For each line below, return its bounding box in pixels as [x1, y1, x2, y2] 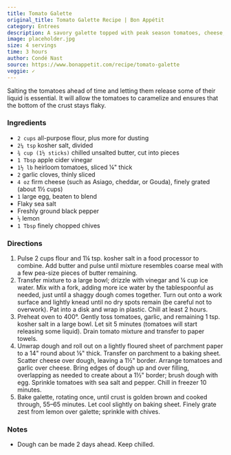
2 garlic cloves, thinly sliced [16, 170, 96, 179]
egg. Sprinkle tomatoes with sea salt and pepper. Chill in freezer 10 [16, 379, 207, 387]
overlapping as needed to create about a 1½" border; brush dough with [16, 371, 219, 379]
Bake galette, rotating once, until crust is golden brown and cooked [16, 393, 208, 401]
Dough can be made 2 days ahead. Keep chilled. [16, 441, 155, 449]
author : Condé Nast [7, 55, 63, 62]
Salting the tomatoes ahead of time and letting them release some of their [7, 87, 216, 95]
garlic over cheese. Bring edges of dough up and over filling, [16, 364, 189, 372]
